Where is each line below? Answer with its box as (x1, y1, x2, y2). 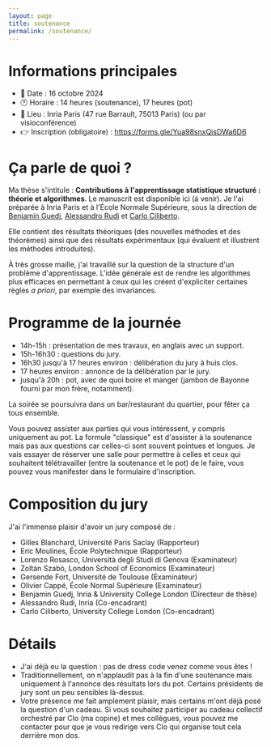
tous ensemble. (8, 408, 60, 418)
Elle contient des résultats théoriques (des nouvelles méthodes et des (8, 227, 241, 237)
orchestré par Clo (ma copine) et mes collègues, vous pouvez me (19, 714, 239, 724)
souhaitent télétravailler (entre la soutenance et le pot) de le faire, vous (8, 459, 244, 468)
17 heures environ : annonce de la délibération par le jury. (19, 366, 212, 377)
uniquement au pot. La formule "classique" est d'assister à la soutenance (8, 433, 252, 442)
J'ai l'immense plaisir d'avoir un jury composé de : (8, 522, 176, 531)
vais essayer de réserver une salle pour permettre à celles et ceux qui (8, 450, 241, 459)
